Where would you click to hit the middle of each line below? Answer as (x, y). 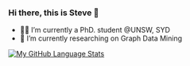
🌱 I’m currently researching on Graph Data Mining (101, 38)
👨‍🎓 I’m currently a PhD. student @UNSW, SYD (95, 30)
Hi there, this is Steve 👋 (54, 13)
